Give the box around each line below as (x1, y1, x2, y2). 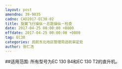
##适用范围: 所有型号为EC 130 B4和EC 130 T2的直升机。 (5, 58, 120, 65)
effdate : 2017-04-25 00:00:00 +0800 (5, 30, 81, 35)
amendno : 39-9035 (5, 12, 41, 17)
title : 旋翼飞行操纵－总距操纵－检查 (5, 21, 73, 26)
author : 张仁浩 (5, 44, 34, 49)
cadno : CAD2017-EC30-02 (5, 16, 54, 21)
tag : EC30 (5, 35, 26, 40)
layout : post (5, 7, 32, 12)
